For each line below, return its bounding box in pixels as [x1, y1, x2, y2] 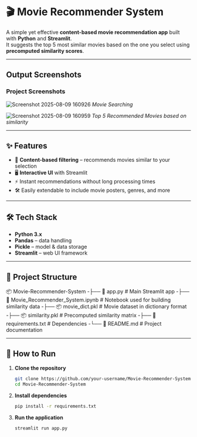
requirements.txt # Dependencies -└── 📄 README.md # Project [6, 320, 162, 327]
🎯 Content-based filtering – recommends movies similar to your [14, 157, 171, 164]
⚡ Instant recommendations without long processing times [14, 178, 155, 185]
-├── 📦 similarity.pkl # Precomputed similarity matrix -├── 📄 [6, 312, 157, 319]
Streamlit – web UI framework [14, 249, 88, 256]
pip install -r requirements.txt [14, 403, 97, 409]
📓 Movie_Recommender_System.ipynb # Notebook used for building [6, 296, 171, 303]
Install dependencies [14, 392, 67, 399]
